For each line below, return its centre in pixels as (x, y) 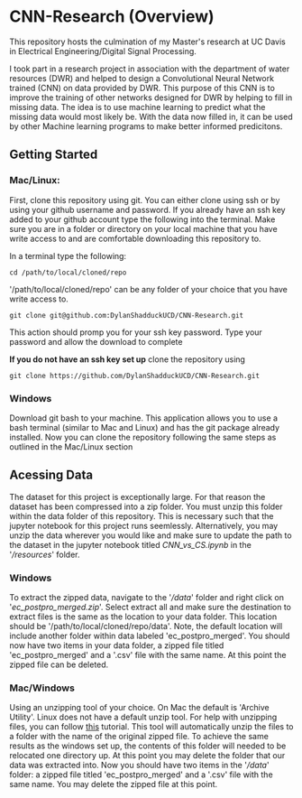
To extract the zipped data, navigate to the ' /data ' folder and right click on (146, 598)
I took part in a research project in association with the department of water (150, 69)
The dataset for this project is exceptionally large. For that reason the (137, 496)
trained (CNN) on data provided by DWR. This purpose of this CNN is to (142, 88)
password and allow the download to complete (96, 341)
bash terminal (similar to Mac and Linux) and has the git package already (145, 427)
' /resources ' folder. (45, 554)
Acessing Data (51, 475)
